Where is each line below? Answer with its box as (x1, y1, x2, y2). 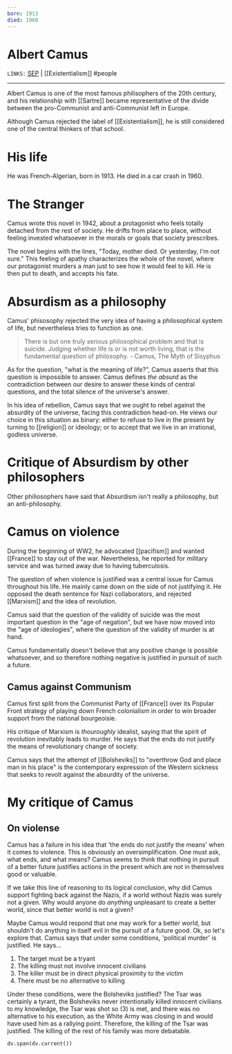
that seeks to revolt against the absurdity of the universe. (7, 770, 170, 778)
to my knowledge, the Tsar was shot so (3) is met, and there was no (7, 1004, 200, 1012)
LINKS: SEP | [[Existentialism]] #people (7, 69, 117, 78)
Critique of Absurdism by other (7, 455, 189, 471)
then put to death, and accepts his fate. (7, 270, 119, 278)
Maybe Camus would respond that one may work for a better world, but (7, 919, 211, 927)
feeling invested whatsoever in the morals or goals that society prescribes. (7, 234, 220, 243)
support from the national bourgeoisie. (7, 714, 117, 722)
